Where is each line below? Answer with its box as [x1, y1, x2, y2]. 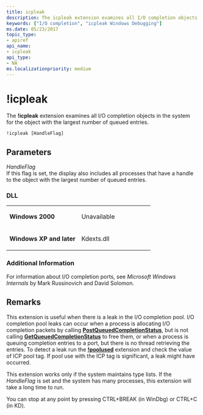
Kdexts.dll [81, 234, 110, 243]
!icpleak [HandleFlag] [6, 131, 64, 137]
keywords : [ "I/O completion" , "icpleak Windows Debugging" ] [6, 20, 163, 26]
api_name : [6, 43, 32, 49]
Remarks [6, 297, 41, 308]
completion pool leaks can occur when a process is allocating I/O [6, 320, 171, 327]
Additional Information [6, 259, 75, 267]
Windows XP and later [9, 234, 76, 243]
